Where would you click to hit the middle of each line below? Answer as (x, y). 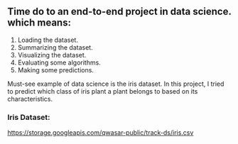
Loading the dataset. (48, 40)
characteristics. (30, 99)
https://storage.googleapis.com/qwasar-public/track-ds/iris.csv (101, 133)
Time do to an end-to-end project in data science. (119, 12)
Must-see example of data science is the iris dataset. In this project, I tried (116, 84)
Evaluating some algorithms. (59, 62)
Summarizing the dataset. (55, 47)
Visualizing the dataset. (52, 55)
